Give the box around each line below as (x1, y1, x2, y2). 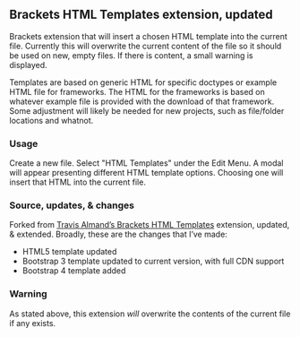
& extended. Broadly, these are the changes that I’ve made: (9, 229, 228, 240)
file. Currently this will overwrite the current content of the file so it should (9, 40, 282, 51)
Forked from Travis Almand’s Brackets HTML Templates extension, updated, (9, 220, 290, 230)
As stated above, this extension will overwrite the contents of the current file (9, 308, 291, 319)
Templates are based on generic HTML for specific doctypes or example (9, 76, 278, 88)
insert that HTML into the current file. (9, 177, 146, 187)
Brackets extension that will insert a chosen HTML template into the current (9, 30, 288, 41)
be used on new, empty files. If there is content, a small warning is (9, 49, 253, 61)
